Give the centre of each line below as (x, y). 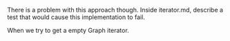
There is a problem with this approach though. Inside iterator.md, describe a (115, 10)
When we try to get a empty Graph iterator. (68, 30)
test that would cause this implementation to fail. (76, 17)
